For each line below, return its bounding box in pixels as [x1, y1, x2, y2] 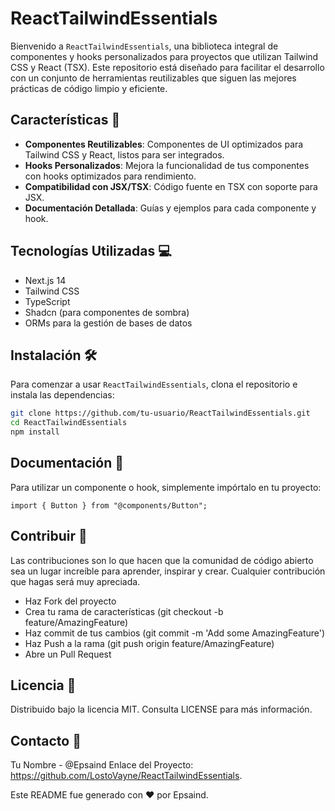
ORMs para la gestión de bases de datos [24, 317, 193, 329]
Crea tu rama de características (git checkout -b [24, 605, 224, 617]
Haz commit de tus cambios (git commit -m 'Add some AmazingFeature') [24, 627, 326, 639]
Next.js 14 [24, 274, 67, 286]
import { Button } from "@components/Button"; [10, 500, 208, 511]
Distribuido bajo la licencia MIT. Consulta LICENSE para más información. [10, 703, 313, 716]
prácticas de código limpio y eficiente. [10, 82, 168, 94]
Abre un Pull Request [24, 648, 112, 660]
